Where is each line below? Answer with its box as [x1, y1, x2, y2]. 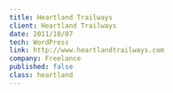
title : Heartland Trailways [9, 12, 114, 22]
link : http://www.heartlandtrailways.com [9, 46, 165, 55]
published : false [9, 63, 74, 72]
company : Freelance [9, 54, 82, 63]
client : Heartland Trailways [9, 21, 117, 30]
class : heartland [9, 71, 74, 80]
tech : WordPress [9, 37, 69, 47]
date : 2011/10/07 [9, 29, 74, 38]
